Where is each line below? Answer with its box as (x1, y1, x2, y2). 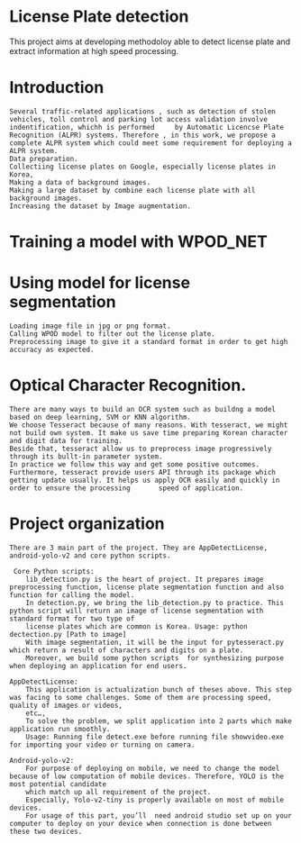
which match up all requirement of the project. (25, 787, 212, 796)
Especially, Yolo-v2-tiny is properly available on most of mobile (25, 795, 284, 804)
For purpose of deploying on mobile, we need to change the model (25, 764, 280, 773)
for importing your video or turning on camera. (9, 740, 196, 749)
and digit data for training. (9, 436, 123, 445)
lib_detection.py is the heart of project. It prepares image (25, 575, 264, 584)
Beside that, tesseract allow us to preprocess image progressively (9, 444, 272, 453)
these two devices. (9, 827, 83, 836)
